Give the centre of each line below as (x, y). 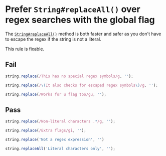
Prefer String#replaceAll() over (73, 9)
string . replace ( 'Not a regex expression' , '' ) (55, 139)
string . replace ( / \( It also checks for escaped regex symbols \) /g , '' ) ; (81, 85)
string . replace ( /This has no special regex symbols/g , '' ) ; (69, 76)
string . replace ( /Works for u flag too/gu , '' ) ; (56, 94)
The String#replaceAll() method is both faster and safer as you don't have (83, 34)
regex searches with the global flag (80, 20)
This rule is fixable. (25, 49)
